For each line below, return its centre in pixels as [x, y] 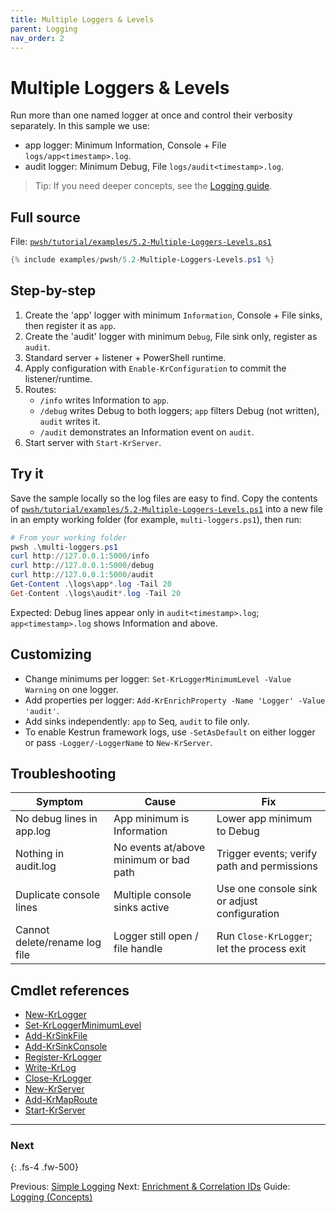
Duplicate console [57, 895]
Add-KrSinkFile [56, 1036]
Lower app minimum [264, 819]
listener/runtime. [58, 378]
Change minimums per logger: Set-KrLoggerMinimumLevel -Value [158, 678]
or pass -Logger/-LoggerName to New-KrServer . [118, 742]
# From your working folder [69, 537]
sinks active [141, 908]
